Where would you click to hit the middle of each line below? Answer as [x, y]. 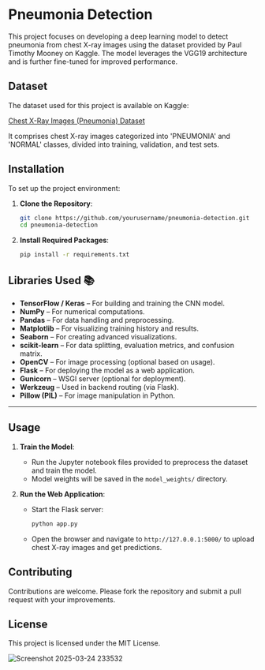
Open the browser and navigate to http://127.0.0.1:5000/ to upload [143, 539]
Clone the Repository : [56, 204]
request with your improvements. [62, 599]
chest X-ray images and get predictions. [97, 547]
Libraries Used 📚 [51, 281]
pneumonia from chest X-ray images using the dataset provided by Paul [125, 44]
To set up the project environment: [64, 188]
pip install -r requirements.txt [75, 255]
